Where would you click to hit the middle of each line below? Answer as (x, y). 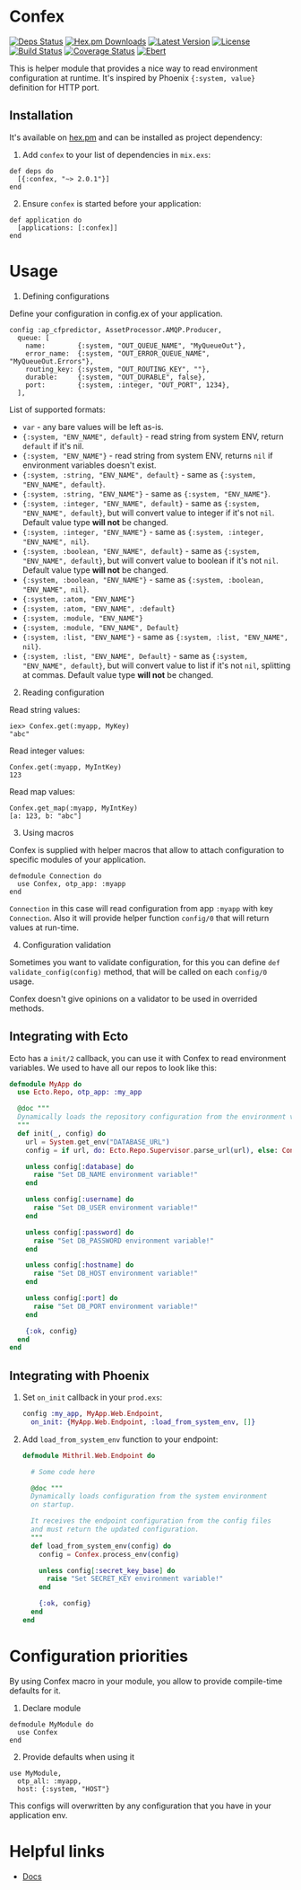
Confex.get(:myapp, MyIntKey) (66, 767)
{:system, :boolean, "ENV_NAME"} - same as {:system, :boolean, (143, 579)
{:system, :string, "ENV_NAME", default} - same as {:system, (139, 474)
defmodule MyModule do (52, 1724)
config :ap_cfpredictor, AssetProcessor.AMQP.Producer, (116, 330)
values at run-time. (44, 927)
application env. (39, 1815)
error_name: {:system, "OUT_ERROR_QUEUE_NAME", (118, 353)
